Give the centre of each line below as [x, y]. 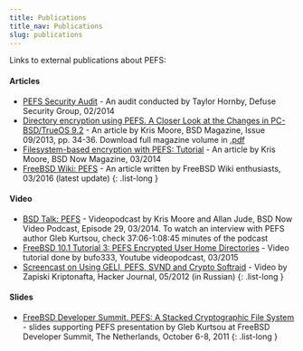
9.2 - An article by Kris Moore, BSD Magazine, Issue [168, 130]
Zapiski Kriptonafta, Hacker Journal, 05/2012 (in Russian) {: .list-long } [153, 276]
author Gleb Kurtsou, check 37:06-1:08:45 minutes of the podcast [145, 238]
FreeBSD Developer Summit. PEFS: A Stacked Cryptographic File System [158, 317]
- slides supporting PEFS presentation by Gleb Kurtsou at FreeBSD [146, 327]
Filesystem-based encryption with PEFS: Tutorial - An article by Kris [149, 149]
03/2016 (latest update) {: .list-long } [90, 178]
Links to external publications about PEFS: [88, 61]
